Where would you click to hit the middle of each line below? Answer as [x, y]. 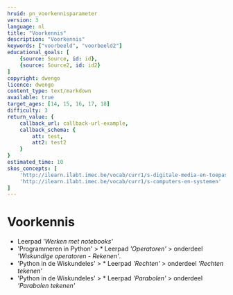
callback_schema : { [48, 130]
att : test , [48, 136]
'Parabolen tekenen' [46, 286]
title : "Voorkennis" [37, 33]
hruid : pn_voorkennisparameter [52, 14]
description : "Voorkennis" [46, 40]
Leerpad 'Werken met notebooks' [65, 242]
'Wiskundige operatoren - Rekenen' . [69, 256]
